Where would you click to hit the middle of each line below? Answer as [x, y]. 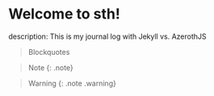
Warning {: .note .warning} [72, 83]
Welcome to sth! [65, 14]
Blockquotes [49, 52]
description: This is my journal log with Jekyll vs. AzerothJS [108, 36]
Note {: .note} [51, 67]
